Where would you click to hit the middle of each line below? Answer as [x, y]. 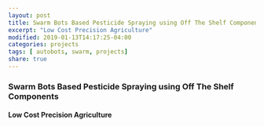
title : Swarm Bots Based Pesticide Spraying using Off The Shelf [117, 23]
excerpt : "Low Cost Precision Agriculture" [81, 30]
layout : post [29, 15]
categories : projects [44, 45]
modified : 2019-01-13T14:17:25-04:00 [70, 37]
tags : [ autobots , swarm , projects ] [68, 52]
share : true [27, 60]
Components [33, 96]
